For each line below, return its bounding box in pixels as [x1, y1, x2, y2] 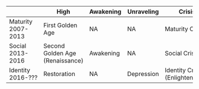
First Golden [43, 21, 78, 29]
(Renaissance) [43, 57, 84, 64]
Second [43, 42, 65, 50]
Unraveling [127, 8, 159, 15]
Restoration [43, 70, 76, 78]
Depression [127, 70, 159, 78]
